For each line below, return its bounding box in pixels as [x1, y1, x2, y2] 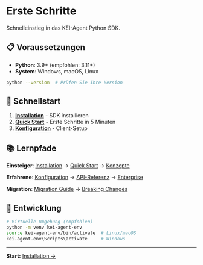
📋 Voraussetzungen [6, 42, 86, 52]
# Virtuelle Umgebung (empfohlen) [6, 219, 94, 225]
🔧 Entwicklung [6, 203, 62, 213]
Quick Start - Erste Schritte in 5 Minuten [14, 119, 116, 126]
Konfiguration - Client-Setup [14, 125, 88, 132]
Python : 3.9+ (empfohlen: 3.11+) [14, 61, 95, 69]
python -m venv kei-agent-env [6, 224, 83, 230]
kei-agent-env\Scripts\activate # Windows [6, 235, 126, 242]
